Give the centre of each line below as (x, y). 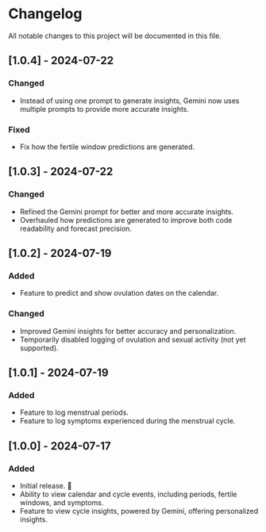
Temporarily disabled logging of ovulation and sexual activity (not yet (133, 339)
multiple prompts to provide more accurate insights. (104, 109)
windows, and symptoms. (62, 502)
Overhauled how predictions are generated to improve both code (126, 220)
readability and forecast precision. (76, 228)
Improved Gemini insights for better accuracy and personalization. (128, 331)
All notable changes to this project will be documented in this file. (115, 36)
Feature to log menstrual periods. (74, 412)
